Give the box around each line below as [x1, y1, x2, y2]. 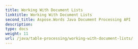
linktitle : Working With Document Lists [5, 12, 93, 17]
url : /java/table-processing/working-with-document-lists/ [5, 36, 133, 41]
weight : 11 [5, 31, 29, 36]
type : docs [5, 27, 29, 32]
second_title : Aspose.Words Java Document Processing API [5, 17, 131, 22]
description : [5, 21, 33, 27]
